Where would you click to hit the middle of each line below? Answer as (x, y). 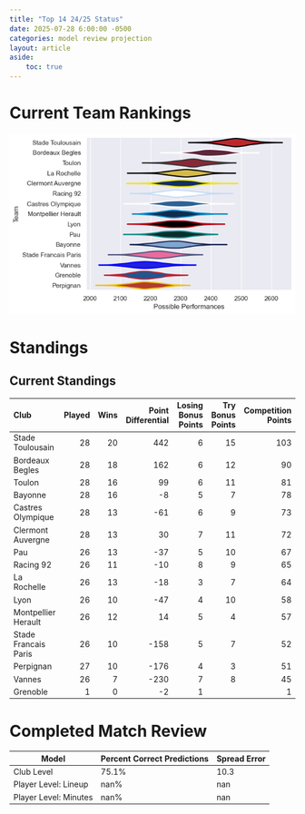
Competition (268, 410)
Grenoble (30, 691)
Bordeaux (31, 460)
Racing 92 (32, 565)
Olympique (34, 517)
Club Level (33, 772)
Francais (30, 644)
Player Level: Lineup (51, 784)
